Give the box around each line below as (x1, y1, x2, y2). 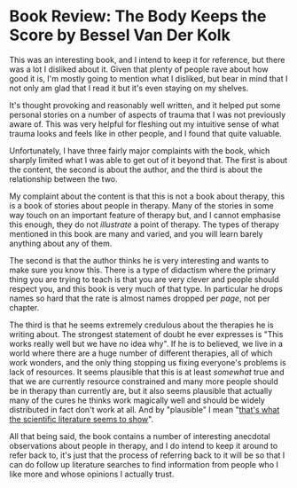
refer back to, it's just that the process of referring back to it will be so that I (9, 450, 285, 460)
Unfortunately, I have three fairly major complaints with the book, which (9, 145, 270, 156)
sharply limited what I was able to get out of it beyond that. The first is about (9, 154, 288, 165)
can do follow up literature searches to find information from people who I (9, 459, 279, 469)
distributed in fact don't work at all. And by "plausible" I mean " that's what (9, 404, 280, 414)
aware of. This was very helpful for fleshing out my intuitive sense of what (9, 118, 279, 130)
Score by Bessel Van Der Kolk (9, 25, 231, 45)
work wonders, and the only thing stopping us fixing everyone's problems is (9, 357, 286, 367)
